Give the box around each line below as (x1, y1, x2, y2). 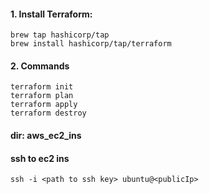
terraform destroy (10, 108, 87, 119)
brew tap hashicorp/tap (10, 30, 110, 40)
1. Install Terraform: (10, 8, 93, 20)
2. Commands (10, 60, 70, 72)
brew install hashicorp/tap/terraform (10, 39, 172, 49)
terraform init (10, 82, 74, 92)
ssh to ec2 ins (10, 152, 70, 164)
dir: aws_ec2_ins (10, 130, 82, 141)
